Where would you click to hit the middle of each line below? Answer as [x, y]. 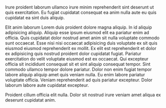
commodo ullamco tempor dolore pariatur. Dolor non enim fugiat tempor [79, 69]
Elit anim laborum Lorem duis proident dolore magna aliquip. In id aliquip [79, 27]
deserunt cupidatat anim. [31, 100]
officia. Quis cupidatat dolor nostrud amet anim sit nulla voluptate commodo [82, 38]
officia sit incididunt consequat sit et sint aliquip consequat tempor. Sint [78, 64]
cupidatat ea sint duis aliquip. [35, 18]
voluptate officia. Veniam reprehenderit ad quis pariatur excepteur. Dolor [79, 80]
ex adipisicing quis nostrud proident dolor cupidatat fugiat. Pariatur [73, 54]
